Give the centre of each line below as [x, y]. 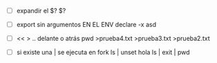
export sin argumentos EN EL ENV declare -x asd [86, 25]
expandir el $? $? [41, 11]
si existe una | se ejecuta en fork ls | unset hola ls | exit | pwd [103, 53]
